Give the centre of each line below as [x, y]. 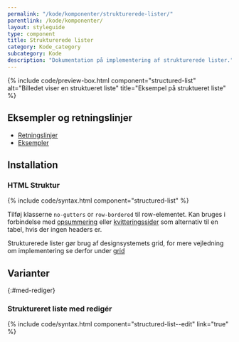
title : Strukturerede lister [51, 41]
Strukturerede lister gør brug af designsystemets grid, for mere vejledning [116, 243]
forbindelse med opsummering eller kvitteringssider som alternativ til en [113, 222]
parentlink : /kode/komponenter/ [55, 21]
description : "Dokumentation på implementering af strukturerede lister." [121, 60]
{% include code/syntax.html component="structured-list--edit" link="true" [118, 324]
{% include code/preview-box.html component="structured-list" [102, 80]
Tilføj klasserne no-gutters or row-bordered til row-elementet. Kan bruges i [117, 215]
